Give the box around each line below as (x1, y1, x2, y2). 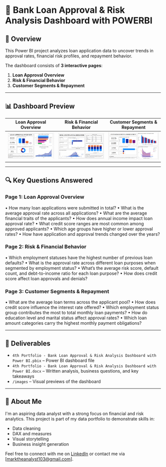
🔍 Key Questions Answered (5, 176, 93, 185)
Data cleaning (12, 425, 41, 431)
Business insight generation (12, 441, 69, 447)
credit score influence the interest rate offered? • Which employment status (5, 304, 159, 310)
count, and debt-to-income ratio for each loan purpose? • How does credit (5, 270, 157, 276)
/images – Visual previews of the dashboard (12, 378, 101, 384)
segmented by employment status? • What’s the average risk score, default (5, 265, 159, 271)
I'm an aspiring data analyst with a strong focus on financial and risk (5, 410, 144, 417)
